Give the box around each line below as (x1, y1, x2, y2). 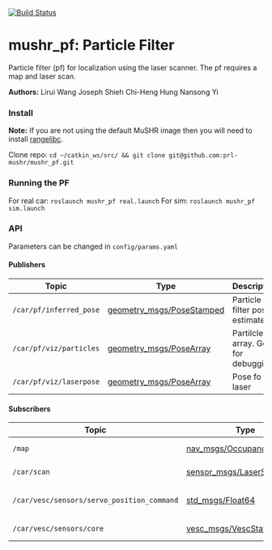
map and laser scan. (8, 71, 76, 81)
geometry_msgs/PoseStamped (107, 305, 225, 316)
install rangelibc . (8, 134, 63, 144)
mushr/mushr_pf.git (8, 159, 74, 167)
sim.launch (8, 204, 45, 212)
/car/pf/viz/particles (12, 344, 100, 353)
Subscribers (8, 403, 51, 413)
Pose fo (232, 371, 261, 382)
